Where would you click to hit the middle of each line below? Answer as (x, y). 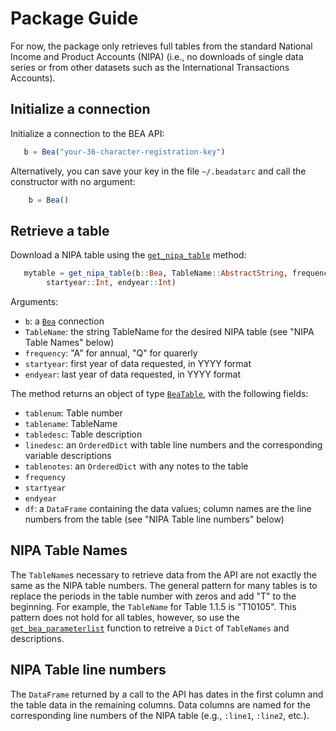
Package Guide (74, 18)
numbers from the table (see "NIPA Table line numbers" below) (154, 519)
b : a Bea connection (64, 321)
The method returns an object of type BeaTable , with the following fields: (159, 394)
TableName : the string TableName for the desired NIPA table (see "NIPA (169, 332)
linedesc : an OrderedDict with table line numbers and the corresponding (173, 445)
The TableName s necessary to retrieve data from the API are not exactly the (164, 574)
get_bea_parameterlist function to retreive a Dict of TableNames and (150, 628)
